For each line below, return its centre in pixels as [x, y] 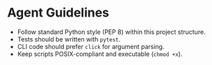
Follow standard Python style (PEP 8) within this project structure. [112, 32]
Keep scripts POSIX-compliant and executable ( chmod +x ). [100, 54]
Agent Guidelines [58, 13]
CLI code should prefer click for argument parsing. [91, 46]
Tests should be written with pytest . [69, 39]
